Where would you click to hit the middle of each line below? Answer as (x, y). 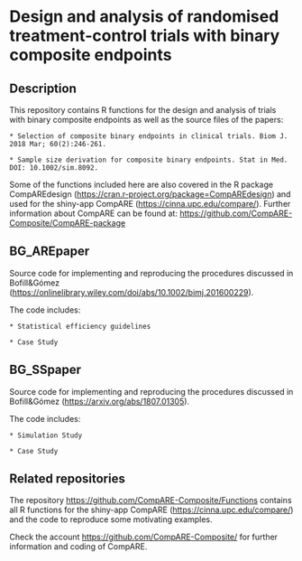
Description (43, 88)
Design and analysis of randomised (144, 17)
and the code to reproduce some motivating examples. (111, 519)
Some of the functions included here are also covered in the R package (141, 184)
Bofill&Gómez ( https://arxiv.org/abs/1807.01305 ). (100, 401)
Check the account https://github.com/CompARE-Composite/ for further (143, 537)
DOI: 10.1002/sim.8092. (54, 168)
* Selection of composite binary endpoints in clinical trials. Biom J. (149, 136)
